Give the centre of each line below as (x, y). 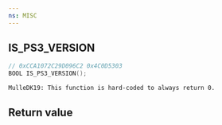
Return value (41, 112)
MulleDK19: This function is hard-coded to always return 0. (112, 88)
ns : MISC (23, 16)
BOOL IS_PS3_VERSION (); (48, 74)
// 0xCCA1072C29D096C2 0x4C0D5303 (66, 66)
